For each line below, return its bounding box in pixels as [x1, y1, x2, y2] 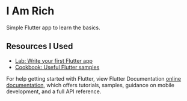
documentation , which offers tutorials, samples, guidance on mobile [6, 81, 174, 88]
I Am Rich [6, 4, 55, 18]
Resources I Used [6, 41, 73, 51]
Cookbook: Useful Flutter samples [14, 63, 100, 71]
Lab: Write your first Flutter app [14, 57, 93, 64]
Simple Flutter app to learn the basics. [6, 24, 100, 31]
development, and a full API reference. [6, 88, 102, 95]
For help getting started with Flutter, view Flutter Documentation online [6, 75, 182, 82]
